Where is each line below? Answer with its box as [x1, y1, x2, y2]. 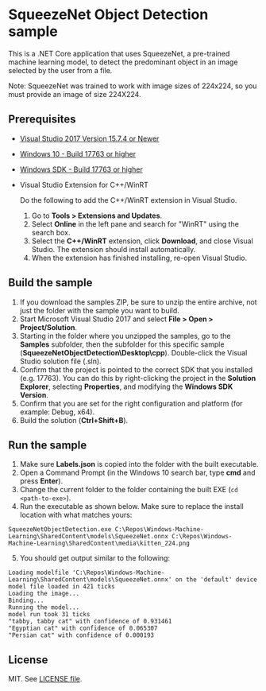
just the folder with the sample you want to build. [19, 305, 180, 315]
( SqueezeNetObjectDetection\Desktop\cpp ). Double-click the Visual [19, 347, 248, 357]
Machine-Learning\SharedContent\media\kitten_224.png [8, 539, 191, 548]
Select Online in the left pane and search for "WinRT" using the [31, 219, 240, 228]
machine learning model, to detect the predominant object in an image [8, 57, 238, 67]
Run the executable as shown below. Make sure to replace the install [19, 502, 244, 511]
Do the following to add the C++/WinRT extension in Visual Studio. [19, 195, 237, 204]
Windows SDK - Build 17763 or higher [19, 165, 143, 174]
